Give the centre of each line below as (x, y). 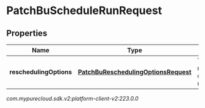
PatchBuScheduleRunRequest (84, 11)
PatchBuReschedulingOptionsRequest (135, 72)
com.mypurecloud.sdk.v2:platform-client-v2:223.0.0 (73, 99)
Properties (27, 33)
